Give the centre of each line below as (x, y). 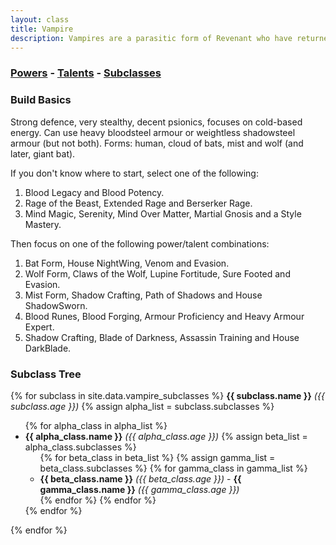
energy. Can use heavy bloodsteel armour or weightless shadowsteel (153, 132)
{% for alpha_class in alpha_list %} (96, 425)
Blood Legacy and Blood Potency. (94, 192)
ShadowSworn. (56, 305)
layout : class (40, 19)
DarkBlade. (48, 348)
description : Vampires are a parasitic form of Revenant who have (151, 38)
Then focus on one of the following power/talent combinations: (140, 243)
